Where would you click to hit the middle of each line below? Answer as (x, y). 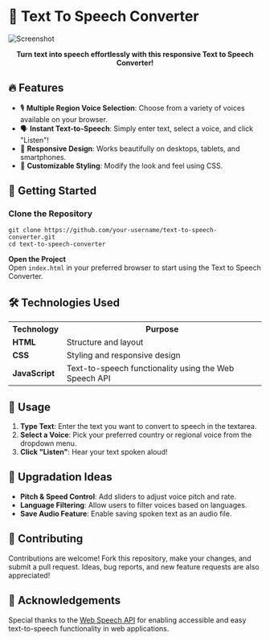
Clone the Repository (51, 214)
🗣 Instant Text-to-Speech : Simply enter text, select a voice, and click (137, 129)
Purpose (162, 329)
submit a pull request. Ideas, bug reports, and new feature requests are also (134, 566)
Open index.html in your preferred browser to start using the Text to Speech (135, 267)
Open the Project (37, 259)
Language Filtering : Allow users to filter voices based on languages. (133, 504)
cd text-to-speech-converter (57, 244)
